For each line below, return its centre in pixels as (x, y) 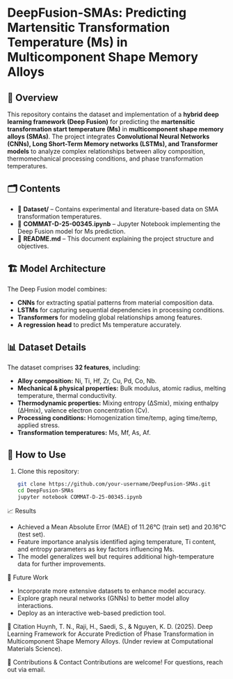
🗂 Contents (34, 189)
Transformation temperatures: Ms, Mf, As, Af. (84, 433)
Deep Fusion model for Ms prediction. (71, 231)
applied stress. (39, 425)
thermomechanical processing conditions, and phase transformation (105, 159)
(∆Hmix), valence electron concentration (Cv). (83, 410)
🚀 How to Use (37, 455)
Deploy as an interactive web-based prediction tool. (91, 613)
